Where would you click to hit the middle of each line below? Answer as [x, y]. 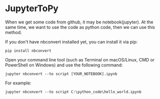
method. [13, 32]
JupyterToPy [32, 9]
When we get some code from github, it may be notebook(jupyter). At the [79, 22]
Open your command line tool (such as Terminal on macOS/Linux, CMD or [80, 59]
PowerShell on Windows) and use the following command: [64, 65]
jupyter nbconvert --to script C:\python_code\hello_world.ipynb [73, 92]
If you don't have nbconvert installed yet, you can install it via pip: [71, 41]
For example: [18, 83]
